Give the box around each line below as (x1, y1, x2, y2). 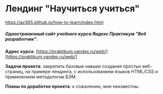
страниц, (5, 68, 24, 74)
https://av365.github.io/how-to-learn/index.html (5, 19, 104, 25)
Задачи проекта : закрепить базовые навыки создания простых (5, 63, 142, 69)
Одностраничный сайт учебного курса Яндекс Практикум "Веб (5, 31, 146, 37)
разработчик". (5, 36, 38, 42)
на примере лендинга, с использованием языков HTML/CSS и (25, 68, 158, 74)
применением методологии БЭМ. (5, 74, 77, 80)
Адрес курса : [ (5, 48, 38, 54)
